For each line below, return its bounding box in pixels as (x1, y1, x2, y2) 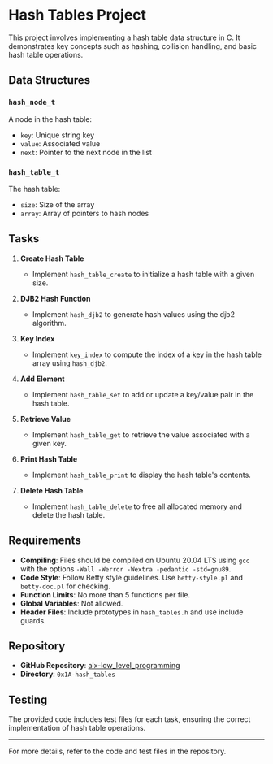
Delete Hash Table (19, 485, 84, 495)
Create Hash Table (19, 254, 84, 263)
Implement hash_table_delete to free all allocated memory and (32, 501, 242, 511)
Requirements (8, 534, 81, 548)
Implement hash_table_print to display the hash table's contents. (32, 470, 252, 480)
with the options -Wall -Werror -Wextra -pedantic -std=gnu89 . (19, 563, 232, 574)
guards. (19, 615, 46, 625)
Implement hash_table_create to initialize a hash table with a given (32, 269, 255, 279)
